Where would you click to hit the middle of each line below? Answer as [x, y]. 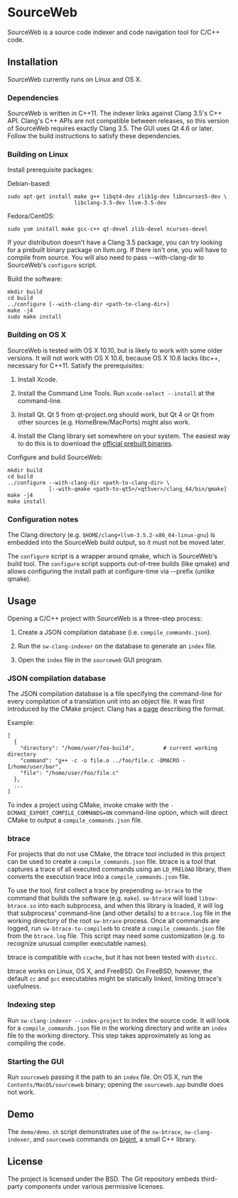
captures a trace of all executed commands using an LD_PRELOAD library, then [119, 869]
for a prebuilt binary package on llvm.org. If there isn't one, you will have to [117, 250]
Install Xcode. [38, 379]
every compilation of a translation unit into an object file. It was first [106, 702]
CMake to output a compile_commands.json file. [75, 821]
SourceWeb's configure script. [52, 265]
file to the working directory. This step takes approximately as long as [109, 1035]
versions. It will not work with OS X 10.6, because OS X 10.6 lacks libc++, [114, 358]
